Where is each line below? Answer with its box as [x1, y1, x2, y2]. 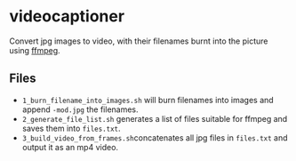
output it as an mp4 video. [21, 141, 118, 152]
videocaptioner [9, 6, 125, 27]
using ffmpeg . [9, 44, 60, 55]
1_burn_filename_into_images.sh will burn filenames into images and [21, 94, 274, 105]
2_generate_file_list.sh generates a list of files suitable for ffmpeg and [21, 113, 288, 124]
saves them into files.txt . [21, 123, 122, 133]
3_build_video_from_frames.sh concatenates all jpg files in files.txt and [21, 132, 288, 143]
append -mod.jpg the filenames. [21, 104, 140, 115]
